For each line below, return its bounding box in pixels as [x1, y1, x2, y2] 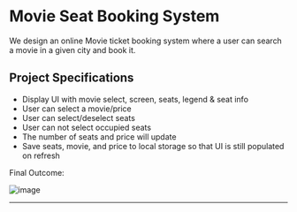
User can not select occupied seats [21, 122, 152, 132]
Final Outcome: [9, 167, 65, 178]
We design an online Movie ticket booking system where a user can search [9, 35, 283, 46]
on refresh [21, 150, 60, 161]
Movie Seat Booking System [9, 6, 220, 26]
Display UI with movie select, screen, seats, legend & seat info [21, 94, 249, 104]
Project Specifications [9, 71, 134, 86]
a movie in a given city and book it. [9, 44, 136, 55]
